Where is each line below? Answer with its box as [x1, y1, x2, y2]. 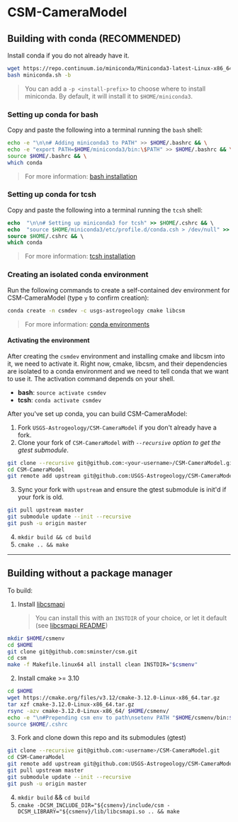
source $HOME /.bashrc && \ [7, 152, 87, 159]
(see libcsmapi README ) [35, 621, 108, 629]
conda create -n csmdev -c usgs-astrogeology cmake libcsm [7, 307, 186, 314]
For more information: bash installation [24, 171, 137, 181]
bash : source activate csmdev [17, 388, 106, 397]
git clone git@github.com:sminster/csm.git [7, 648, 138, 655]
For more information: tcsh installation [24, 252, 136, 261]
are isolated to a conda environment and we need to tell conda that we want [7, 366, 229, 376]
